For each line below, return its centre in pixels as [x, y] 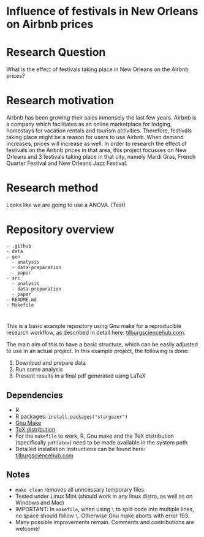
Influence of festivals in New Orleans [102, 11]
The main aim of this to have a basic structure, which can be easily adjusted [102, 345]
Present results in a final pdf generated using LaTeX [80, 376]
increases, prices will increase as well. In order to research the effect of [96, 144]
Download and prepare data [51, 363]
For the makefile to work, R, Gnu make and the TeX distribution [95, 436]
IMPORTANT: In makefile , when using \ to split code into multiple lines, [105, 509]
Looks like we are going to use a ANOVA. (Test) [66, 205]
